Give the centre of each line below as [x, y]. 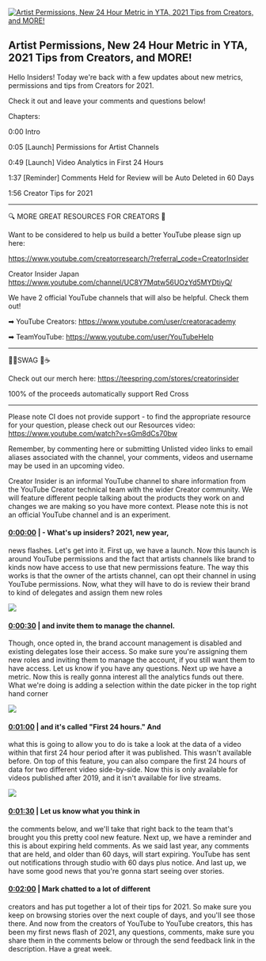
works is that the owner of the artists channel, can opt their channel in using [132, 576]
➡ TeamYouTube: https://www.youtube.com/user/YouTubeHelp [111, 336]
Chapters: [25, 116]
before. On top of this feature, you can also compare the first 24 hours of [127, 761]
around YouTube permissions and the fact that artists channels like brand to [131, 559]
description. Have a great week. [60, 948]
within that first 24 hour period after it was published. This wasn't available [130, 752]
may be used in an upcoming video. [66, 465]
